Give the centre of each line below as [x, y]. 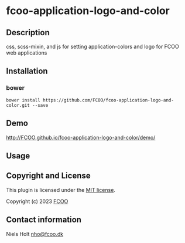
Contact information [44, 220]
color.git [18, 105]
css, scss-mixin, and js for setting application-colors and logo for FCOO [93, 46]
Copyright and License [48, 176]
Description [28, 33]
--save [40, 105]
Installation [27, 71]
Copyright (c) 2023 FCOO [37, 201]
